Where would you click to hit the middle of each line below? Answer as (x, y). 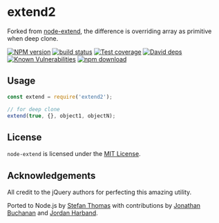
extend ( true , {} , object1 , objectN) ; (61, 116)
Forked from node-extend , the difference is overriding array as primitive (109, 31)
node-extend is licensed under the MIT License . (74, 154)
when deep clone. (33, 38)
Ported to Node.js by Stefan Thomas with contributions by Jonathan (104, 205)
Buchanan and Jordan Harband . (53, 213)
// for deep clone (34, 109)
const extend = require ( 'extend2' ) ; (60, 97)
